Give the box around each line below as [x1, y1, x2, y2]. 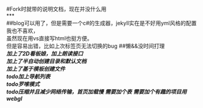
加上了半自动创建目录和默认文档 [6, 57, 87, 65]
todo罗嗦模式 [6, 81, 40, 87]
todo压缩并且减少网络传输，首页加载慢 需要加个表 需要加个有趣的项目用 [6, 88, 187, 95]
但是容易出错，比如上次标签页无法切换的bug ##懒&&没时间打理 [6, 42, 165, 49]
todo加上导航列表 [6, 73, 51, 80]
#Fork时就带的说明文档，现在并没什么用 [6, 5, 107, 12]
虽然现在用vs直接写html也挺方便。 [6, 35, 93, 41]
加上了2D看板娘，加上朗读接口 [6, 50, 84, 57]
